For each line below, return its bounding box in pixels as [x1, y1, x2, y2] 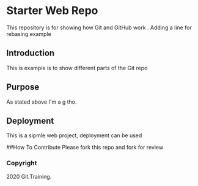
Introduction [6, 48, 55, 59]
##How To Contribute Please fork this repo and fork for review [6, 144, 164, 151]
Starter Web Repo [6, 4, 98, 18]
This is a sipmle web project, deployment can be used [6, 132, 142, 139]
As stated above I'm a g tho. [6, 98, 78, 106]
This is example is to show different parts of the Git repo [6, 64, 148, 71]
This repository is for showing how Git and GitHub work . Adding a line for [6, 24, 193, 31]
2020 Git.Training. [6, 173, 52, 180]
